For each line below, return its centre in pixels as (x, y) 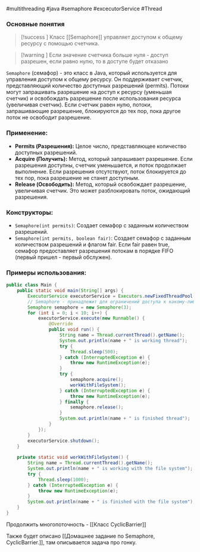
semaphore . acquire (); (97, 380)
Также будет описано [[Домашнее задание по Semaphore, (81, 536)
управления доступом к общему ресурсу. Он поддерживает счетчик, (95, 80)
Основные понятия (35, 24)
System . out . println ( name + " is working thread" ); (123, 340)
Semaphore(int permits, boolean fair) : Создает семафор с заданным (103, 238)
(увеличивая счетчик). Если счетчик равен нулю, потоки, (79, 105)
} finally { (74, 402)
